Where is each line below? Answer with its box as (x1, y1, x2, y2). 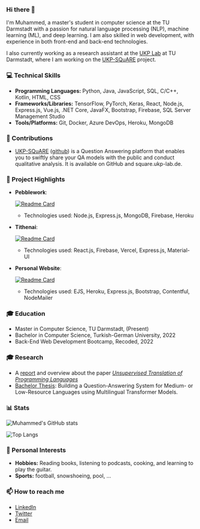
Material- (167, 247, 190, 254)
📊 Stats (6, 403, 30, 412)
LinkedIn (14, 503, 37, 510)
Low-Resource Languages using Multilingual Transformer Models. (14, 388, 178, 396)
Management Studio (14, 113, 65, 120)
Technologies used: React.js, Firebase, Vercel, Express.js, (23, 247, 166, 254)
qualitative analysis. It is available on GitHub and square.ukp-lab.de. (14, 160, 183, 167)
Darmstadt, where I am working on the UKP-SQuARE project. (6, 56, 156, 63)
